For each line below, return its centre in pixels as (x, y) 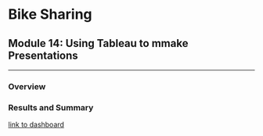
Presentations (43, 55)
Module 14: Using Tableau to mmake (98, 43)
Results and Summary (51, 107)
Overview (27, 86)
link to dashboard (36, 125)
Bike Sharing (50, 14)
